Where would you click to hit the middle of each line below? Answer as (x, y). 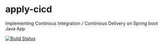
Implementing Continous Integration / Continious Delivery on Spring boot (81, 23)
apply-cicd (29, 9)
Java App (15, 28)
